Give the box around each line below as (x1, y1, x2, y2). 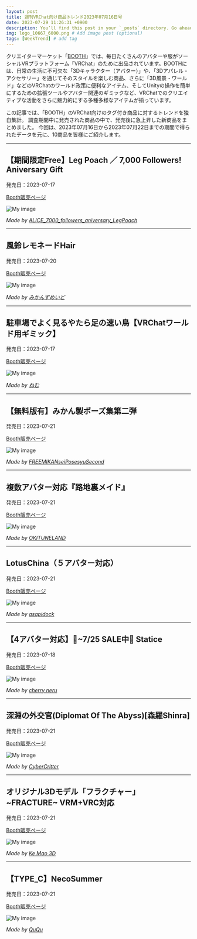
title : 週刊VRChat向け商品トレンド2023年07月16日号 (6, 14, 123, 20)
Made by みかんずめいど (6, 294, 65, 301)
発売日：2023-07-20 (6, 257, 57, 264)
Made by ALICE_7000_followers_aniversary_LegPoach (6, 216, 138, 223)
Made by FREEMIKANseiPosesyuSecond (6, 458, 104, 465)
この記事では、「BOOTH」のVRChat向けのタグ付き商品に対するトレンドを (6, 109, 184, 116)
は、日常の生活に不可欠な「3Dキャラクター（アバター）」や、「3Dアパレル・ (6, 67, 189, 74)
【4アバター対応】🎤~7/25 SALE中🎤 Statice (6, 634, 162, 645)
